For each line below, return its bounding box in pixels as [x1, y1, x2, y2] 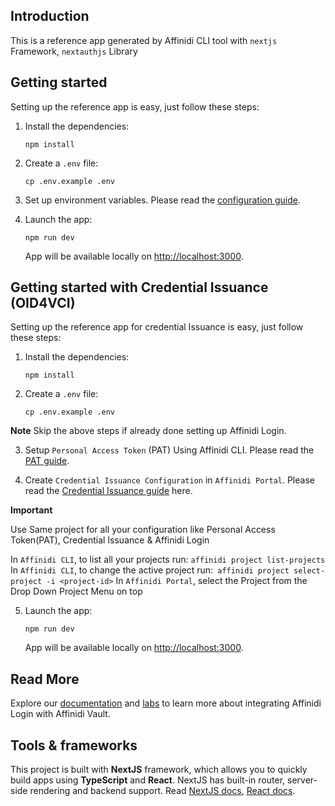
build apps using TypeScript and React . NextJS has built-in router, [10, 774, 286, 786]
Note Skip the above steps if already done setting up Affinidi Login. [10, 425, 287, 437]
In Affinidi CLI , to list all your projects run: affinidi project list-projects [10, 554, 326, 566]
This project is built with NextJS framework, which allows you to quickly [10, 764, 308, 776]
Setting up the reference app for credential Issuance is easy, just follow [10, 321, 304, 333]
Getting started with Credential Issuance [10, 279, 269, 296]
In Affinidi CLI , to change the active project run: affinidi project [10, 564, 290, 576]
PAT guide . [24, 455, 70, 467]
